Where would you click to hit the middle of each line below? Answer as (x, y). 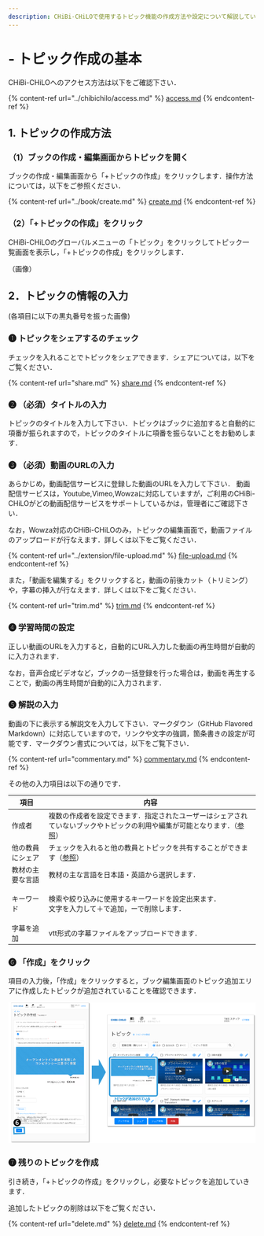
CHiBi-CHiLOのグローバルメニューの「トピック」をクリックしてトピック (125, 242)
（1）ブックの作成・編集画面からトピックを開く (98, 157)
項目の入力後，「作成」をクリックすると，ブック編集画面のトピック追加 (123, 981)
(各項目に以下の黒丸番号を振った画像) (70, 316)
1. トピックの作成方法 (60, 133)
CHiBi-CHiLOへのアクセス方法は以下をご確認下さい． (94, 82)
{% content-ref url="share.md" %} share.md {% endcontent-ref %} (117, 382)
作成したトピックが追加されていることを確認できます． (111, 991)
